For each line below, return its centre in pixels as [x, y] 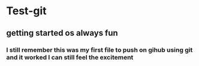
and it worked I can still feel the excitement [70, 57]
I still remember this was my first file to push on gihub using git [99, 50]
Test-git [26, 11]
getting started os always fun [62, 33]
